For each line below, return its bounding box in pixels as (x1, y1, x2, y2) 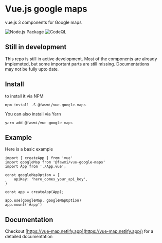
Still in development (5, 43, 67, 51)
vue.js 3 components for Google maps (5, 19, 82, 25)
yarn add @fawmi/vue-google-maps (5, 120, 73, 125)
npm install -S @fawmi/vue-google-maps (5, 102, 86, 107)
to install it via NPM (5, 93, 44, 99)
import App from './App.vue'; (5, 164, 67, 169)
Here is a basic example (5, 146, 54, 152)
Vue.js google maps (5, 3, 88, 15)
